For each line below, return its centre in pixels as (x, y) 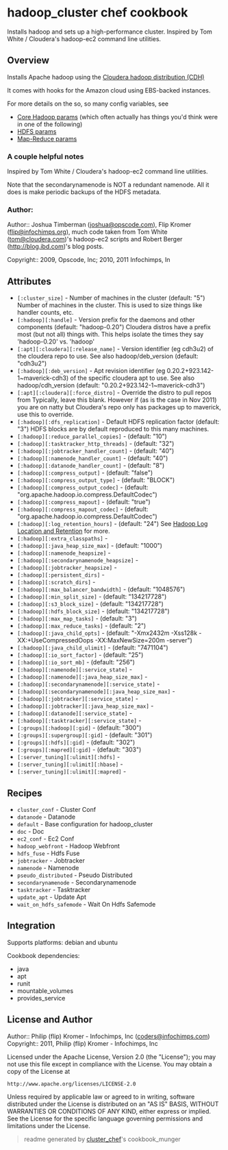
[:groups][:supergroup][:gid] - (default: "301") (85, 735)
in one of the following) (50, 124)
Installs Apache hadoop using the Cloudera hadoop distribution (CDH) (106, 77)
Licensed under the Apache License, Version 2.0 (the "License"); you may (112, 1057)
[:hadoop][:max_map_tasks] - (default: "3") (77, 619)
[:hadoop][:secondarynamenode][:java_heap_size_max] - (96, 691)
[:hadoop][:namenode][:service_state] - (74, 669)
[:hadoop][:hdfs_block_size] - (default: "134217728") (93, 611)
